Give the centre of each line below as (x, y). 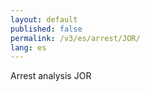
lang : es (28, 47)
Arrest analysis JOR (51, 76)
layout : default (44, 19)
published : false (46, 29)
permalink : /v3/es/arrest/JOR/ (75, 38)
